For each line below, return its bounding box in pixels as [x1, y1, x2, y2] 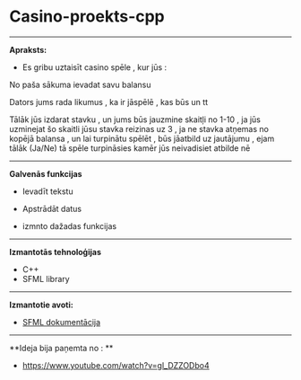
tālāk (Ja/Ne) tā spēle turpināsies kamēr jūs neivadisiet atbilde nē [9, 142, 251, 154]
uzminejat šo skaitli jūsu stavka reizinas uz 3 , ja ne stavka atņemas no [9, 123, 269, 134]
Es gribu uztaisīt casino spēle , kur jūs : [21, 61, 168, 73]
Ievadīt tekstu [21, 186, 73, 197]
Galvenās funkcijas [9, 168, 82, 179]
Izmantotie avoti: [9, 299, 73, 310]
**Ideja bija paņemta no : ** [9, 342, 114, 353]
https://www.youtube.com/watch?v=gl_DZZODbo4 [21, 359, 210, 370]
